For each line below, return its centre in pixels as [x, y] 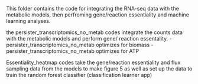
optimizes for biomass [123, 45]
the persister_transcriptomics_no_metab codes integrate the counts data [95, 32]
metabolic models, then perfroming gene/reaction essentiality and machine [98, 15]
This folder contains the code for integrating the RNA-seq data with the [92, 9]
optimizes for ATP [117, 51]
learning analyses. [28, 21]
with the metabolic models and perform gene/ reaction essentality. [87, 38]
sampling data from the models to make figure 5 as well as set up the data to [99, 69]
